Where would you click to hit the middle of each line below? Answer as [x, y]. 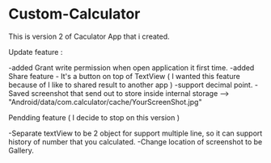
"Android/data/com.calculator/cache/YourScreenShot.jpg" [105, 102]
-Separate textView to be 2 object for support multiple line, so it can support [135, 133]
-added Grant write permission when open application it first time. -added [131, 67]
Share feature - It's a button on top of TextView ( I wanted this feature [124, 76]
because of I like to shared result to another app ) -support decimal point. [131, 85]
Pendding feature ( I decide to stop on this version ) [94, 117]
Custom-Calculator [74, 14]
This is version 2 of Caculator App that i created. [89, 36]
